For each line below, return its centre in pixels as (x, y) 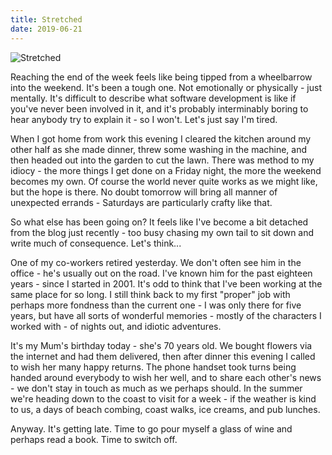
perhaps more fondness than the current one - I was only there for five (156, 305)
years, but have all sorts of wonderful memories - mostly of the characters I (166, 315)
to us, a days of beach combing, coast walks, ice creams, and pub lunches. (165, 409)
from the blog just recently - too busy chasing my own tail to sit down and (162, 232)
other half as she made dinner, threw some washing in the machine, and (159, 149)
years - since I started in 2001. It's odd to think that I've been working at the (166, 283)
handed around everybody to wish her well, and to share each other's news (166, 377)
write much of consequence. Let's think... (96, 243)
